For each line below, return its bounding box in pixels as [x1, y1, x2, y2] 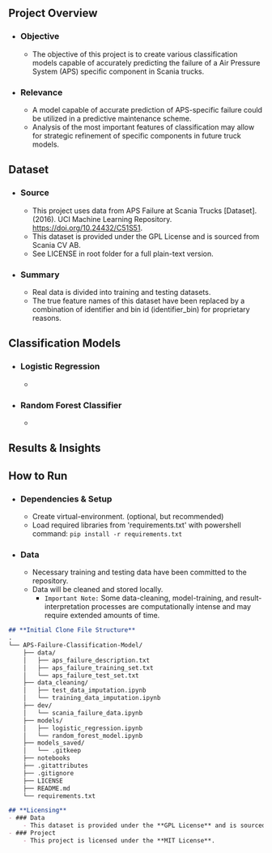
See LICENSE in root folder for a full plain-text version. [32, 249, 214, 258]
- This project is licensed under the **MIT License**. [23, 836, 216, 845]
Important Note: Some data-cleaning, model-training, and [44, 593, 239, 603]
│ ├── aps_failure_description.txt [23, 656, 151, 664]
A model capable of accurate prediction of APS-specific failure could [32, 104, 263, 114]
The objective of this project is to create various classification [32, 49, 238, 59]
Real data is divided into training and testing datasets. [32, 287, 211, 296]
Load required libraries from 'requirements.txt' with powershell [32, 520, 241, 530]
